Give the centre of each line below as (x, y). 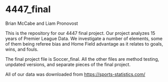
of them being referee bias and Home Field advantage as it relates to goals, (84, 44)
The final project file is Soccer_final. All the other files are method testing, (82, 59)
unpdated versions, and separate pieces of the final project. (68, 64)
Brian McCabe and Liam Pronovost (42, 23)
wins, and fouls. (22, 49)
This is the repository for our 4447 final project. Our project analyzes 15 (80, 33)
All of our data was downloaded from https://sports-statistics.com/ (75, 74)
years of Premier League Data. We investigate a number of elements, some (84, 38)
